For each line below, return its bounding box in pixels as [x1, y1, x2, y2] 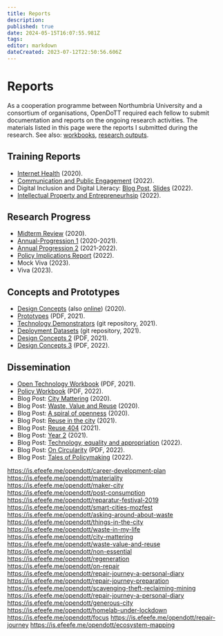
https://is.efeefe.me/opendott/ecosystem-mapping [30, 621, 175, 629]
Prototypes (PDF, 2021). [17, 312, 86, 320]
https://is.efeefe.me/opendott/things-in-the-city [7, 518, 144, 526]
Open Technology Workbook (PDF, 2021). [17, 380, 136, 388]
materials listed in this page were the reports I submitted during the [7, 123, 198, 131]
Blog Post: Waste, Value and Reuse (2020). [17, 402, 140, 410]
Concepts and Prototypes [7, 286, 120, 298]
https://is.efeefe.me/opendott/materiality [7, 474, 123, 483]
